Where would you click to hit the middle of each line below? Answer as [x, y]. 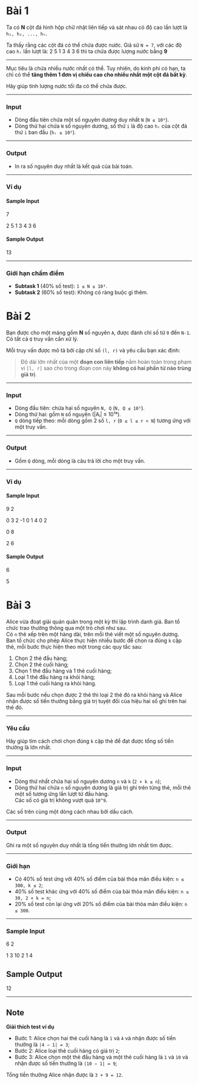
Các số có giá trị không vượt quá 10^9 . [61, 800]
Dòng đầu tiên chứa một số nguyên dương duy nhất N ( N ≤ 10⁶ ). [92, 120]
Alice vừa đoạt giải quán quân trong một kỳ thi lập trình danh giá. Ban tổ [93, 622]
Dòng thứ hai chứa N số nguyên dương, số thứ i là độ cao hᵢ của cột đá [101, 126]
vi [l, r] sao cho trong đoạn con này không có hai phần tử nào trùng [106, 368]
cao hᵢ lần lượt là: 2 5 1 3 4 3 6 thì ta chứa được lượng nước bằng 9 [87, 51]
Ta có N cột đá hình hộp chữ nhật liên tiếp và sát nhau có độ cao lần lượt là [97, 27]
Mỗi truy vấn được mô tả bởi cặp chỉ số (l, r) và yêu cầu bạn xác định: [93, 351]
